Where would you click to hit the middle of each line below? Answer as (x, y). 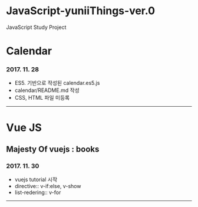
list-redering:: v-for (38, 192)
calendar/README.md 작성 (47, 90)
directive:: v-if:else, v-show (48, 186)
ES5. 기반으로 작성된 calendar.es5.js (57, 83)
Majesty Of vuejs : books (53, 149)
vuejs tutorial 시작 (36, 180)
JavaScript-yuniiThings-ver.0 (80, 11)
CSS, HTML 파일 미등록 (42, 98)
